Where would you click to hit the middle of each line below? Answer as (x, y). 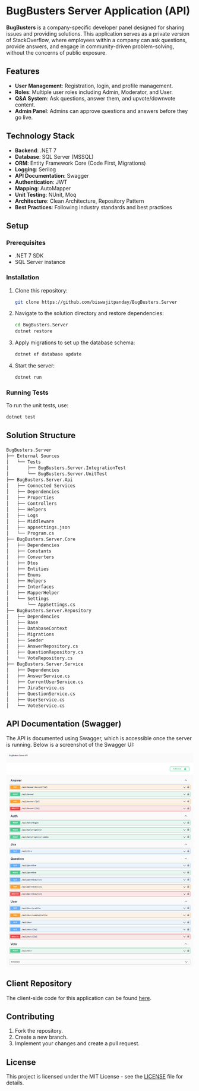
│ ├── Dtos (22, 563)
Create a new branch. (41, 1037)
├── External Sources (33, 456)
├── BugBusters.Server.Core (41, 539)
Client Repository (39, 984)
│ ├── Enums (24, 575)
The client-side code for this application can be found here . (79, 998)
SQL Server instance (40, 262)
